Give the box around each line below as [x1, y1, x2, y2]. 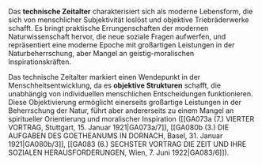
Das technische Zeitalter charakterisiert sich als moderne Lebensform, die [8, 7, 253, 16]
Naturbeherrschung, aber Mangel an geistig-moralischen [8, 49, 195, 58]
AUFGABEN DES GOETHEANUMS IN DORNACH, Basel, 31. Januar [8, 131, 223, 141]
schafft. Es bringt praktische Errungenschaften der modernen [8, 24, 209, 32]
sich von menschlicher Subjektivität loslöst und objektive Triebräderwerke [8, 15, 249, 24]
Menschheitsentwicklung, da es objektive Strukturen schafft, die [8, 81, 222, 90]
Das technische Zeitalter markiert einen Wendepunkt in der [8, 73, 201, 81]
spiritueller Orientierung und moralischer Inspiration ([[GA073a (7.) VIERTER [8, 114, 255, 123]
